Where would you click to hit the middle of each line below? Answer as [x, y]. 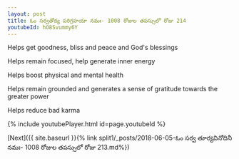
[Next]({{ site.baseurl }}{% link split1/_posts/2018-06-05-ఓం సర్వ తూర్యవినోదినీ [120, 138]
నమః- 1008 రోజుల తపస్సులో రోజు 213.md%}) [68, 148]
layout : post [27, 14]
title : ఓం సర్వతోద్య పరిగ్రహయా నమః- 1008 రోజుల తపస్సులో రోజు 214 [97, 21]
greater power [28, 96]
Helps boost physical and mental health [65, 75]
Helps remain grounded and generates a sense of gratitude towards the [113, 89]
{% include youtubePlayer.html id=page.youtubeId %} [87, 124]
